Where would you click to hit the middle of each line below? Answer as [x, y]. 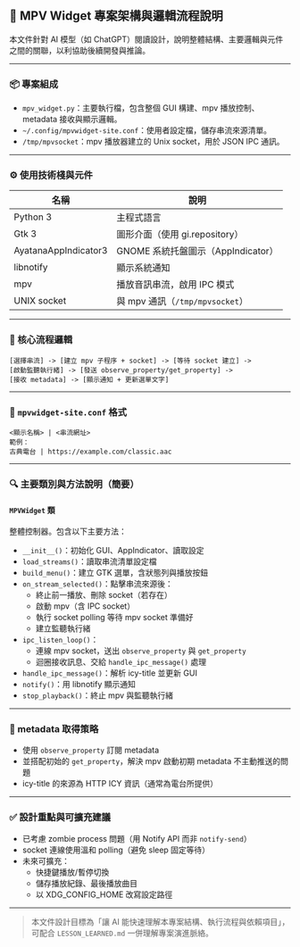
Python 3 [33, 217]
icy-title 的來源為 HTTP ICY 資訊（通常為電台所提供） [120, 784]
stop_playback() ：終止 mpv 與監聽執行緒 [98, 695]
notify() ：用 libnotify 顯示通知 [79, 685]
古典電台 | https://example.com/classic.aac [91, 452]
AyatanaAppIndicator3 [61, 251]
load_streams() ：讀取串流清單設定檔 [90, 561]
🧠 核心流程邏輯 [41, 340]
